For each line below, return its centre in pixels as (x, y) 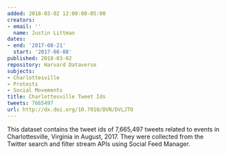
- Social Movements (35, 90)
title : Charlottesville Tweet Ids (57, 97)
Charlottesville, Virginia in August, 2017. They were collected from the (105, 136)
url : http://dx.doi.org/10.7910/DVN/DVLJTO (70, 110)
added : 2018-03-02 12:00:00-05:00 (57, 13)
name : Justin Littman (44, 33)
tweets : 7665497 (30, 103)
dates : (16, 39)
